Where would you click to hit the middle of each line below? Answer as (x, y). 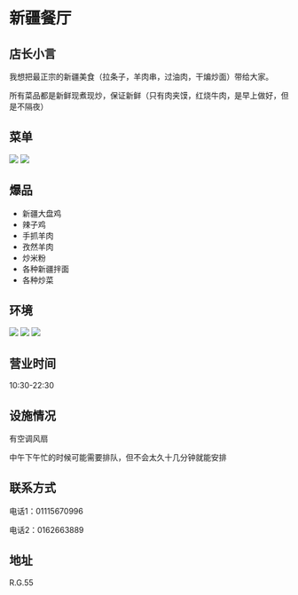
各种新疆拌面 (45, 269)
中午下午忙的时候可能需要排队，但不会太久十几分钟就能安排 (118, 458)
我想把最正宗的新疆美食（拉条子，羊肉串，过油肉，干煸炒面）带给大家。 (141, 77)
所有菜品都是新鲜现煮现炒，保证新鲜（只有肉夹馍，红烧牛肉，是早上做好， (145, 95)
